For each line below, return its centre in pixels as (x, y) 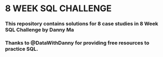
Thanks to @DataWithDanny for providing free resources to (77, 43)
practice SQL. (22, 49)
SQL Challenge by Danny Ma (40, 30)
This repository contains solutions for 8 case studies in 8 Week (81, 24)
